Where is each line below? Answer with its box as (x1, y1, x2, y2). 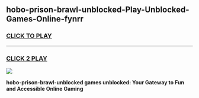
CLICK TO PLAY (6, 32, 52, 40)
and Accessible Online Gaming (6, 85, 84, 92)
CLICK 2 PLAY (6, 54, 47, 62)
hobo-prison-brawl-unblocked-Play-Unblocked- (6, 5, 190, 15)
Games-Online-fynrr (6, 14, 84, 24)
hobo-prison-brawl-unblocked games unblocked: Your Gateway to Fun (6, 78, 185, 86)
